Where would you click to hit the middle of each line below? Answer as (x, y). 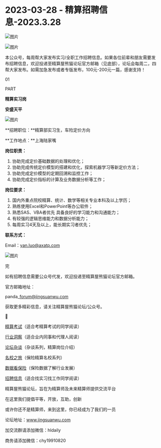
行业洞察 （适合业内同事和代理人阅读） (43, 337)
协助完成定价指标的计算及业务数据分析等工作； (59, 179)
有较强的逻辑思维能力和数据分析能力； (50, 218)
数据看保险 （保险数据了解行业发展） (41, 368)
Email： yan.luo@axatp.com (33, 245)
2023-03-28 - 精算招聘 (52, 10)
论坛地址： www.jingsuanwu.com (38, 420)
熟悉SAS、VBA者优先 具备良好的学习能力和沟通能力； (66, 212)
